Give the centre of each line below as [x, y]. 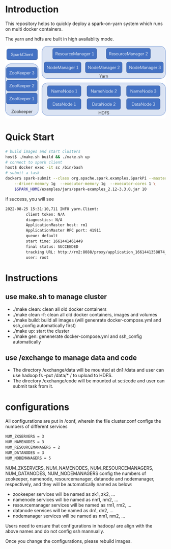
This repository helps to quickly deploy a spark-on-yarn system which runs [84, 24]
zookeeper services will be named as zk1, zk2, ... [64, 494]
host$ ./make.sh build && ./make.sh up [48, 157]
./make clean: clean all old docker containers [60, 309]
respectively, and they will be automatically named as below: [69, 484]
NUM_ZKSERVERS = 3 [25, 437]
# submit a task [22, 173]
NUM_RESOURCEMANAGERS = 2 [33, 448]
